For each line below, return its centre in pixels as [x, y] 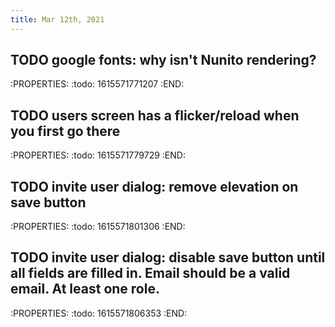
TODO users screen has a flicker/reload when [155, 115]
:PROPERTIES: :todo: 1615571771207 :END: [97, 84]
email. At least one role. [85, 289]
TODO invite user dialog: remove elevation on [154, 186]
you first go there [65, 131]
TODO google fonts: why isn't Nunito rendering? [163, 60]
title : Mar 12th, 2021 [57, 19]
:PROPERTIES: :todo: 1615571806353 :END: [99, 313]
